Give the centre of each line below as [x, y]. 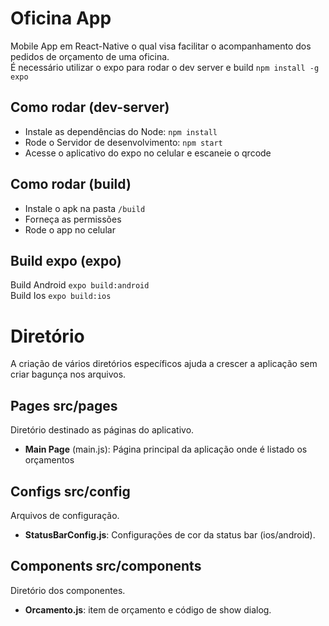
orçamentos [49, 460]
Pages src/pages [64, 405]
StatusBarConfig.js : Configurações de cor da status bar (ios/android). [170, 534]
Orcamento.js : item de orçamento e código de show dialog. [148, 609]
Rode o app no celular [70, 229]
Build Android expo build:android [80, 285]
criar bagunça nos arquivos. [68, 374]
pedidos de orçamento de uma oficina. [90, 56]
